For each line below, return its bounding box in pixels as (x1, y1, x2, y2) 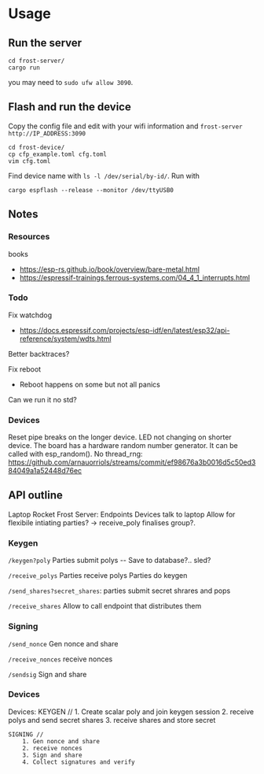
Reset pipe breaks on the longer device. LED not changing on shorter (8, 432, 232, 442)
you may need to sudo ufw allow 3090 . (8, 78, 134, 87)
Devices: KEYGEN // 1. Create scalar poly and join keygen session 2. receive (8, 706, 254, 717)
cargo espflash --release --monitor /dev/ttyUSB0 (8, 186, 174, 194)
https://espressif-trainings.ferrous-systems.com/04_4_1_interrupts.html (19, 272, 250, 282)
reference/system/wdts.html (19, 334, 112, 343)
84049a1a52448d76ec (8, 466, 82, 476)
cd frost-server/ (8, 57, 65, 65)
